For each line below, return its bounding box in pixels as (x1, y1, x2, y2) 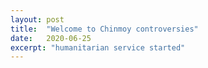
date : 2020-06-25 (10, 33, 92, 43)
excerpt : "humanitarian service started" (10, 42, 186, 53)
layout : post (10, 14, 65, 25)
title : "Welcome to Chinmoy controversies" (10, 24, 199, 34)
